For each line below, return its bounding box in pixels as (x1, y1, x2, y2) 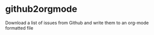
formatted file (5, 25, 34, 31)
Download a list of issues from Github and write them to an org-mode (5, 20, 149, 26)
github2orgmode (5, 3, 78, 15)
